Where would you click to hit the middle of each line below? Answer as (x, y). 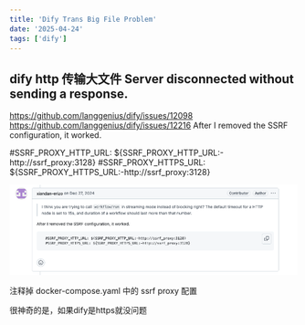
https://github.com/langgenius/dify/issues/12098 (101, 116)
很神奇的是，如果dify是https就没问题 (79, 309)
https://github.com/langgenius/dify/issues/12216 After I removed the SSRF (149, 126)
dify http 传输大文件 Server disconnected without (152, 79)
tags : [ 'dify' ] (38, 38)
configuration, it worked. (56, 135)
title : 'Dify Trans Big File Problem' (83, 19)
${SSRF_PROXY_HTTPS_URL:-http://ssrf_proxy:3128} (110, 173)
